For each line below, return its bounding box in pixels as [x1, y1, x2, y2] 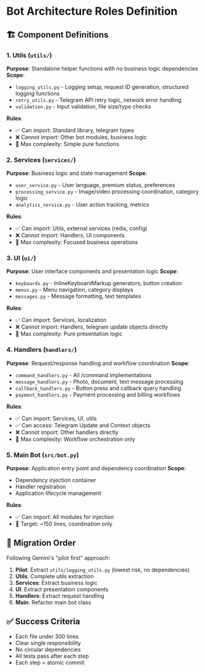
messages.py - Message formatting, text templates [15, 292, 141, 300]
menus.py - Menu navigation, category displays [15, 286, 134, 294]
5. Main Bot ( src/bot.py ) [6, 451, 79, 459]
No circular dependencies [15, 646, 81, 653]
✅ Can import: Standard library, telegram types [15, 126, 134, 134]
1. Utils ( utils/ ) [6, 51, 52, 59]
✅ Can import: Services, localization [15, 316, 107, 324]
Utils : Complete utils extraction [15, 572, 94, 580]
